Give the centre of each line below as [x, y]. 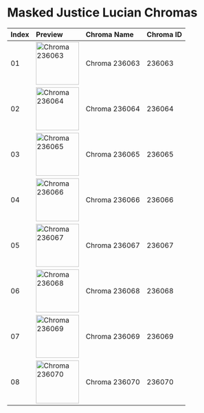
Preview [49, 34]
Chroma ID [165, 34]
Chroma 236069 [113, 336]
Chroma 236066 [113, 199]
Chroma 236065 [113, 154]
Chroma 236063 [113, 63]
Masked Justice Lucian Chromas [102, 13]
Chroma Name [110, 34]
